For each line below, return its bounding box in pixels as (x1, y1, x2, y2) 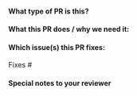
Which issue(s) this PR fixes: (8, 42, 106, 52)
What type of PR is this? (8, 6, 89, 16)
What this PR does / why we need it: (8, 25, 130, 34)
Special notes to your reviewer (8, 78, 112, 87)
